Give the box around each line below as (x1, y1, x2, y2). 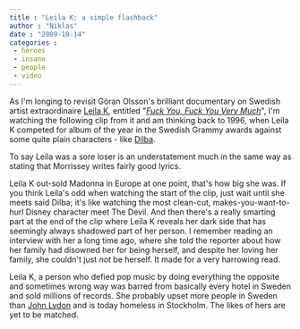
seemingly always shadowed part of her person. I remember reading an (9, 225, 273, 236)
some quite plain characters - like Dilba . (9, 133, 156, 144)
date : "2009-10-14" (9, 30, 87, 38)
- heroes (13, 46, 47, 55)
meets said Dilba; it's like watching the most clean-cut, (9, 197, 211, 207)
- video (13, 72, 42, 80)
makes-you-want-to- (212, 197, 290, 207)
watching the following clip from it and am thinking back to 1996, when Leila (9, 114, 289, 125)
